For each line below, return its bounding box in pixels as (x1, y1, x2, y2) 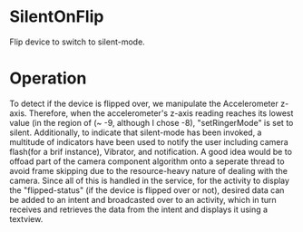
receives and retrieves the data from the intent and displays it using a (9, 204, 269, 215)
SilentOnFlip (9, 6, 104, 27)
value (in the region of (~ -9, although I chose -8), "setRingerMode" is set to (9, 117, 294, 128)
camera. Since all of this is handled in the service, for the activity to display (9, 175, 290, 186)
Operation (9, 68, 87, 89)
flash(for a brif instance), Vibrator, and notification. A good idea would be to (9, 146, 293, 157)
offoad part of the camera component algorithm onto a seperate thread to (9, 156, 285, 167)
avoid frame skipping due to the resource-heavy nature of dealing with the (9, 165, 288, 176)
